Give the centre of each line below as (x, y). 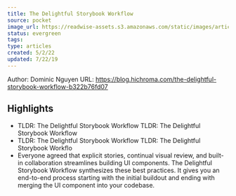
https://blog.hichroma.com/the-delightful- (156, 79)
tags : (15, 40)
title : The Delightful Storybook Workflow (70, 14)
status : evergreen (34, 33)
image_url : (23, 27)
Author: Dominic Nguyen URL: (51, 79)
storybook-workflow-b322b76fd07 (58, 86)
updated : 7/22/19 (33, 59)
